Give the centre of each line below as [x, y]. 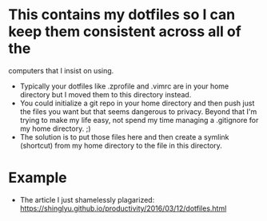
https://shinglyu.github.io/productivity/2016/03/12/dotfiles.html [123, 208]
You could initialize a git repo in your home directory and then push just [137, 103]
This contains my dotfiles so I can [122, 15]
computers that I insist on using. [61, 70]
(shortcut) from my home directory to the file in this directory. [121, 145]
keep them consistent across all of [125, 32]
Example [38, 178]
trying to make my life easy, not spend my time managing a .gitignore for [139, 120]
